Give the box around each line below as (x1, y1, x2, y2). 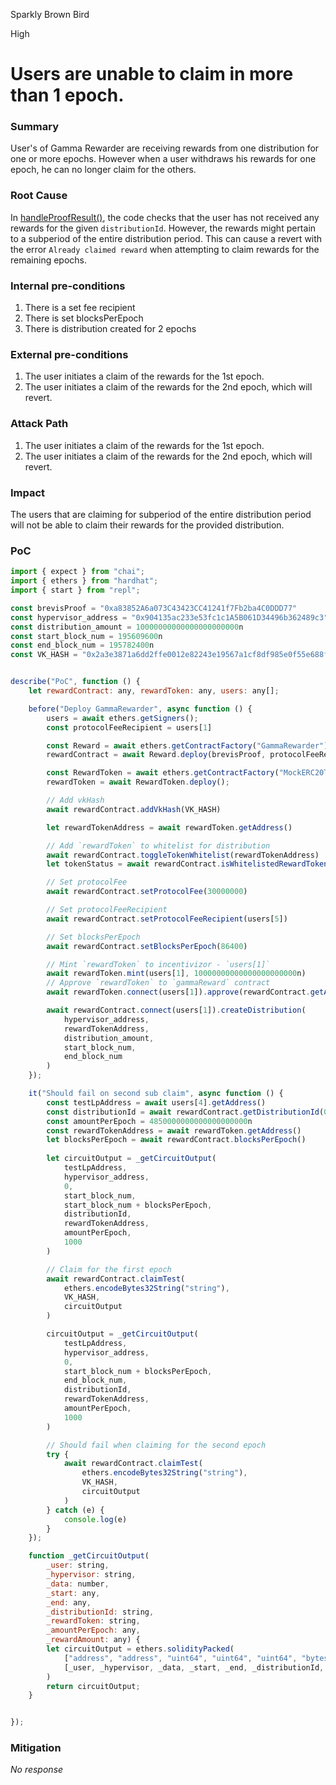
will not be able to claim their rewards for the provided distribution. (10, 519, 285, 531)
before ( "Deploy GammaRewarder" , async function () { (28, 704, 253, 714)
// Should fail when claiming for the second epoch (46, 1440, 267, 1450)
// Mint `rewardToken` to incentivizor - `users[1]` (46, 959, 271, 969)
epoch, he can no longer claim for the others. (10, 164, 197, 176)
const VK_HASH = (10, 650, 78, 660)
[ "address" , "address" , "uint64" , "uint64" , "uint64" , (63, 1653, 298, 1663)
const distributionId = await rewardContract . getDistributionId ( (46, 1107, 325, 1117)
